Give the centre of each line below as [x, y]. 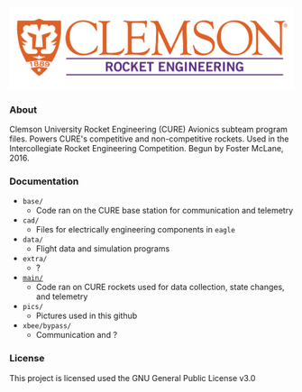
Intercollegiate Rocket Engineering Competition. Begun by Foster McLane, [146, 149]
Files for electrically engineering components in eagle [136, 230]
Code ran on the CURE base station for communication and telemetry [165, 211]
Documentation [44, 181]
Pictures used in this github [87, 316]
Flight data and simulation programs [103, 249]
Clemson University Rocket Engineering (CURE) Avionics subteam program [149, 130]
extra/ [35, 260]
